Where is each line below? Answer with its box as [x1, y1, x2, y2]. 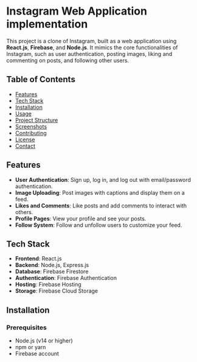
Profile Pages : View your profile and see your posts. [15, 215, 147, 222]
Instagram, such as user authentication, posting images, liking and [6, 50, 173, 57]
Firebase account [15, 350, 60, 357]
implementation [6, 17, 88, 31]
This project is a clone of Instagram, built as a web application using [6, 37, 177, 44]
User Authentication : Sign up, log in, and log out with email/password [15, 176, 192, 183]
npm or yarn [15, 344, 46, 351]
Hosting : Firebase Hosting [15, 281, 82, 288]
